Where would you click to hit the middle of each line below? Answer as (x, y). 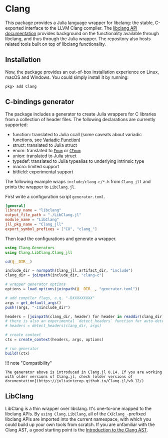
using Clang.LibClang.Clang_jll (39, 252)
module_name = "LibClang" (32, 220)
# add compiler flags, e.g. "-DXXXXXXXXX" (50, 298)
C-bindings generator (40, 102)
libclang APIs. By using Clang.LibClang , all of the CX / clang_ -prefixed (75, 414)
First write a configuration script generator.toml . (55, 196)
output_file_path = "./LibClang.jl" (43, 215)
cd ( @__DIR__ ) (19, 262)
